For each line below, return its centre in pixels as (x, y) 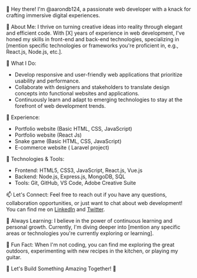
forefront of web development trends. (60, 106)
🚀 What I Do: (21, 63)
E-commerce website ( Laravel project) (62, 148)
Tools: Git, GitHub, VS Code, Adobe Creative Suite (75, 183)
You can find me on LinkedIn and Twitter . (56, 209)
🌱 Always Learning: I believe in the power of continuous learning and (89, 221)
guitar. (14, 257)
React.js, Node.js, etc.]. (34, 52)
